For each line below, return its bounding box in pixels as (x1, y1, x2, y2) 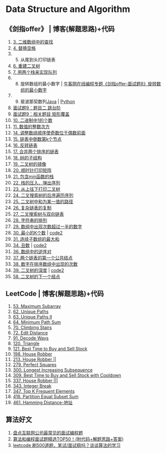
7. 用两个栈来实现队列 (12, 69, 57, 75)
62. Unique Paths (12, 308, 49, 314)
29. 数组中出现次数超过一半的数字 (12, 223, 82, 229)
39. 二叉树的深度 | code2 (12, 267, 64, 273)
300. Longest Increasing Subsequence (12, 366, 93, 373)
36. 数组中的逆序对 (12, 248, 52, 254)
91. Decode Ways (12, 335, 49, 341)
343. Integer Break (12, 382, 52, 388)
